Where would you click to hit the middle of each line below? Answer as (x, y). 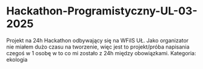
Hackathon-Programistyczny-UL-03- (102, 11)
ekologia (17, 59)
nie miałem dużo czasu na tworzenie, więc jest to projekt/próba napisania (98, 47)
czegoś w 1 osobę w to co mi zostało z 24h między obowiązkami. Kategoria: (101, 53)
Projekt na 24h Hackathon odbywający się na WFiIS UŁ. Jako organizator (98, 40)
